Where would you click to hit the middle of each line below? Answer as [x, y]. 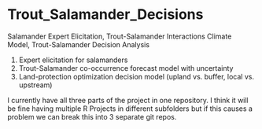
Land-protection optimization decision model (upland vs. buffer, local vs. [137, 76]
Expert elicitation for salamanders [73, 60]
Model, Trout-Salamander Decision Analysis [79, 44]
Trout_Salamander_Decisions [105, 15]
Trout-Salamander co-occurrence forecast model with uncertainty [126, 68]
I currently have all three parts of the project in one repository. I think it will [128, 100]
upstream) [35, 85]
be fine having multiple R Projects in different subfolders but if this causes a [130, 109]
